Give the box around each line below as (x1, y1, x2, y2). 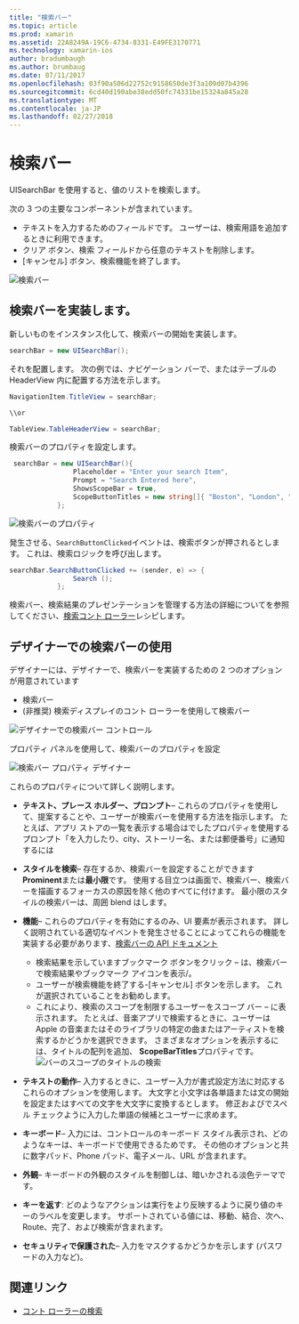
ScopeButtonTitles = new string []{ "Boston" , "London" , (72, 492, 285, 501)
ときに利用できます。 (29, 233, 109, 245)
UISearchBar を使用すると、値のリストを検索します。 (9, 184, 205, 196)
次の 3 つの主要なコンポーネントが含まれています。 (9, 204, 198, 214)
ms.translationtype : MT (9, 95, 98, 105)
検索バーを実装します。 (9, 303, 137, 319)
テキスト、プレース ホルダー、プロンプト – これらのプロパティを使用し (21, 800, 279, 811)
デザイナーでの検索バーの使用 (9, 639, 173, 654)
